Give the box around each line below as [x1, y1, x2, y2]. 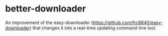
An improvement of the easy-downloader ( [5, 19, 93, 25]
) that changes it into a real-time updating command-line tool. [30, 24, 157, 30]
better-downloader [5, 3, 86, 14]
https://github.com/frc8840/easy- [92, 19, 163, 25]
